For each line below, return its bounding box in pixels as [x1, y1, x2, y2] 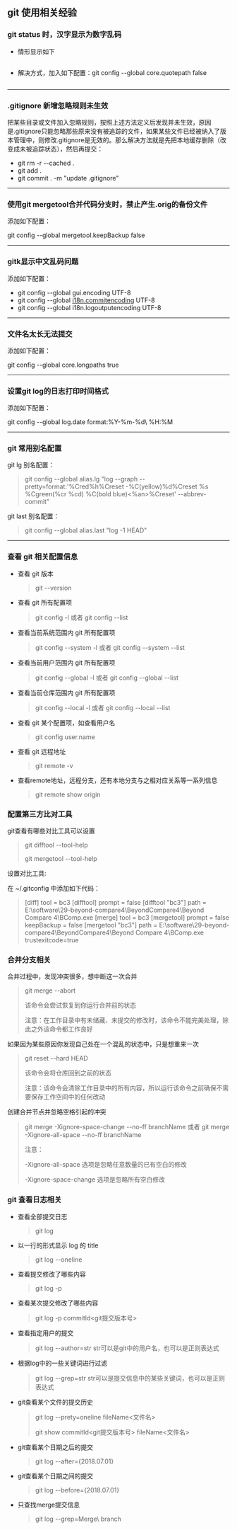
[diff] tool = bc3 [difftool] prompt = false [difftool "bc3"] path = [24, 898, 207, 907]
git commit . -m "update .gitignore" [17, 173, 119, 182]
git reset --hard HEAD [24, 1054, 88, 1063]
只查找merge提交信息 [17, 1500, 80, 1509]
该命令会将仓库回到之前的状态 [24, 1068, 111, 1078]
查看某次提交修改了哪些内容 [17, 1298, 99, 1307]
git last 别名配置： [7, 512, 60, 520]
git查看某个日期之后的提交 [17, 1443, 94, 1451]
